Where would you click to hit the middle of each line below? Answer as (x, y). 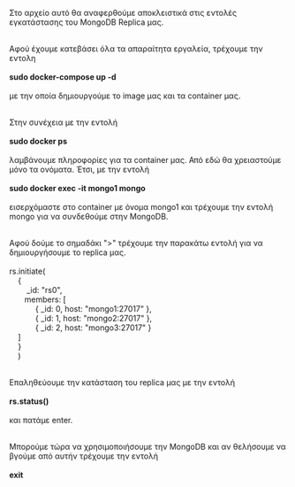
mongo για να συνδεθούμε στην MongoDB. (89, 216)
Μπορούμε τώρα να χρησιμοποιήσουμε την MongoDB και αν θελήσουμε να (148, 447)
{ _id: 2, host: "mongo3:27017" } (93, 328)
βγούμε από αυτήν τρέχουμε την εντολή (84, 456)
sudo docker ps (38, 141)
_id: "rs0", (44, 290)
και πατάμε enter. (41, 420)
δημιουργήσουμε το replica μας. (68, 252)
